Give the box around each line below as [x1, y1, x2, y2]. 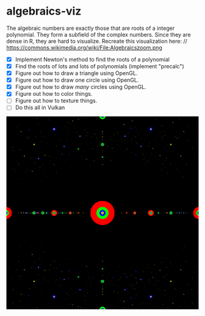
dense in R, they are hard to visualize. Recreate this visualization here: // [6, 37, 188, 45]
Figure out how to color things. [15, 90, 93, 98]
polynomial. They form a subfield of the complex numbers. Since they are [6, 31, 191, 38]
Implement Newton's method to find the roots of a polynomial [15, 56, 170, 63]
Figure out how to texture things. [15, 97, 98, 104]
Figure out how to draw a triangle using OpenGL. [15, 70, 138, 77]
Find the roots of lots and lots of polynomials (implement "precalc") [15, 63, 184, 70]
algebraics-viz [6, 4, 82, 18]
